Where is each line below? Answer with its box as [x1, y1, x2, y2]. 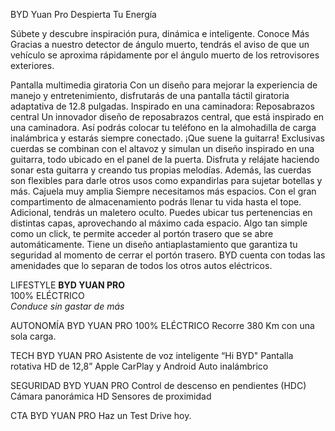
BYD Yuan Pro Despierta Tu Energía [10, 9, 157, 20]
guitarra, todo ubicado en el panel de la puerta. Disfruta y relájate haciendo [10, 154, 320, 165]
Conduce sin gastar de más [10, 300, 125, 312]
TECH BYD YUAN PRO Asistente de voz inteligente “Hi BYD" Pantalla [10, 350, 294, 361]
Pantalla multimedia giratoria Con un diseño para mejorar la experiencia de [10, 79, 318, 91]
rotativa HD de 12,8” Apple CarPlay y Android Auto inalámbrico [10, 360, 269, 372]
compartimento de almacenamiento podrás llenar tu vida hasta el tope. [10, 196, 302, 208]
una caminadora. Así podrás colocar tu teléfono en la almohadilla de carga [10, 122, 317, 133]
